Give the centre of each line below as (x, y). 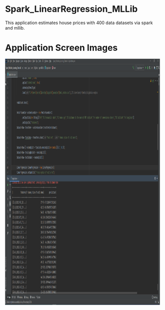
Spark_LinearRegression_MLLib (71, 9)
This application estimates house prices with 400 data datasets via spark (79, 23)
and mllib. (15, 28)
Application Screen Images (61, 48)
